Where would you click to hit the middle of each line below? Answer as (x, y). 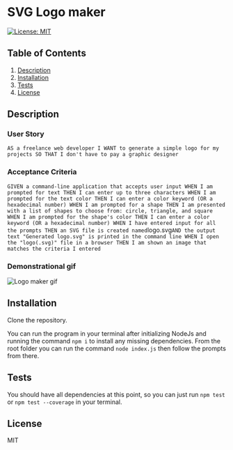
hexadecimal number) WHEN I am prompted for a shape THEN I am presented (116, 205)
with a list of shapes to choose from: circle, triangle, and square (110, 211)
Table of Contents (47, 53)
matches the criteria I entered (54, 249)
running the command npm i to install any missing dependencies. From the (114, 341)
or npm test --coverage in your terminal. (65, 402)
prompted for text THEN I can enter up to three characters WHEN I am (112, 192)
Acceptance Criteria (42, 172)
